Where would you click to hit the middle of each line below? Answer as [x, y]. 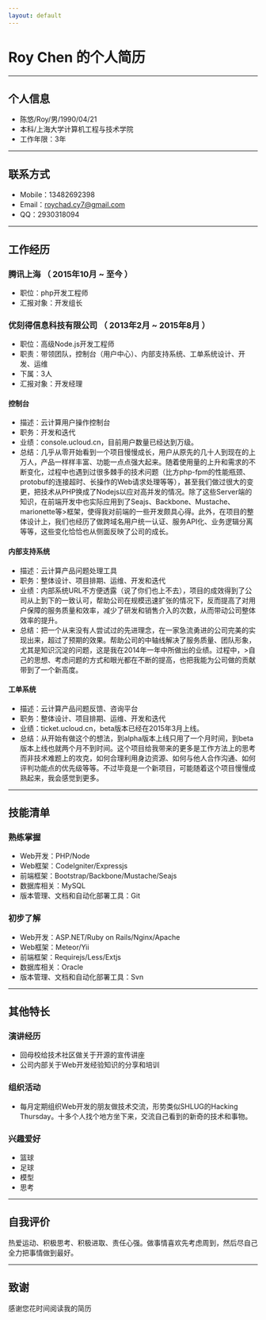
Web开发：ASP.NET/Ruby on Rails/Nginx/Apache [100, 937]
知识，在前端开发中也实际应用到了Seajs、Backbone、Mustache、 [127, 502]
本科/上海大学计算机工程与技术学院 [76, 129]
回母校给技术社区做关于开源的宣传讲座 [82, 1055]
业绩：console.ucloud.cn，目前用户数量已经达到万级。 [109, 442]
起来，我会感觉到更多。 [65, 778]
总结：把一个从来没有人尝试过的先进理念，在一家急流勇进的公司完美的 [134, 630]
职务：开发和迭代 [47, 433]
